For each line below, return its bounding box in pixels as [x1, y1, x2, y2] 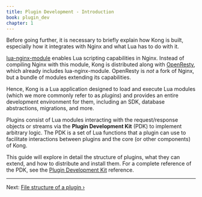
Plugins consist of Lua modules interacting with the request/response [6, 116, 179, 124]
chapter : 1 [6, 20, 34, 26]
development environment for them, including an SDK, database [6, 98, 165, 105]
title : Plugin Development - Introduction [6, 8, 114, 15]
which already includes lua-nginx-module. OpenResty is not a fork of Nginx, [6, 67, 194, 75]
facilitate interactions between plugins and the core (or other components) [6, 136, 191, 143]
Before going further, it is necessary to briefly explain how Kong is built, [6, 37, 183, 44]
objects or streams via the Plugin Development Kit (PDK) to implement [6, 123, 182, 130]
